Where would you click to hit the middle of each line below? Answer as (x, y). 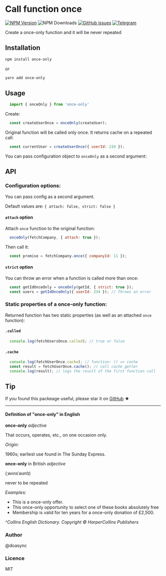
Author (14, 535)
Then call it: (17, 247)
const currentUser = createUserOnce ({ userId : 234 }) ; (67, 147)
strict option (19, 267)
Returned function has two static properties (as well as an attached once (79, 315)
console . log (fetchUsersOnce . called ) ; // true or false (67, 341)
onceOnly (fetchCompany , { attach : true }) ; (55, 237)
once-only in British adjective (35, 463)
